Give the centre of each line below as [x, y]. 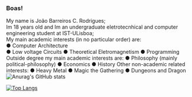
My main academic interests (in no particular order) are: [74, 40]
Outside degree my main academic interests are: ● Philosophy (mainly [92, 58]
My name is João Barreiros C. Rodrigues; [56, 21]
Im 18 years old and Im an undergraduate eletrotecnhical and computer [92, 27]
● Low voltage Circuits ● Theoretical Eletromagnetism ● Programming [93, 52]
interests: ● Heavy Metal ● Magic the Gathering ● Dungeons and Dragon [96, 71]
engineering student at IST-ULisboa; [50, 33]
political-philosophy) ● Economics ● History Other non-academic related [96, 64]
